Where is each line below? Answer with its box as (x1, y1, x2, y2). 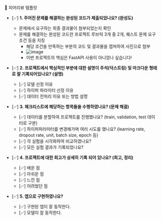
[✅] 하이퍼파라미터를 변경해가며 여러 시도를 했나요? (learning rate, (18, 126, 146, 132)
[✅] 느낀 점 (18, 177, 40, 183)
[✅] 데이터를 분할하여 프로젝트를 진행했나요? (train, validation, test (18, 114, 146, 120)
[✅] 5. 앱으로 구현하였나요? (11, 193, 64, 199)
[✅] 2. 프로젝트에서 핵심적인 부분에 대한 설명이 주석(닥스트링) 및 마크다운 (11, 65, 148, 71)
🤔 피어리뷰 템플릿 (4, 5, 37, 10)
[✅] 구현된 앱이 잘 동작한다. (18, 204, 71, 209)
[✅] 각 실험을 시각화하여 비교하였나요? (18, 138, 92, 144)
